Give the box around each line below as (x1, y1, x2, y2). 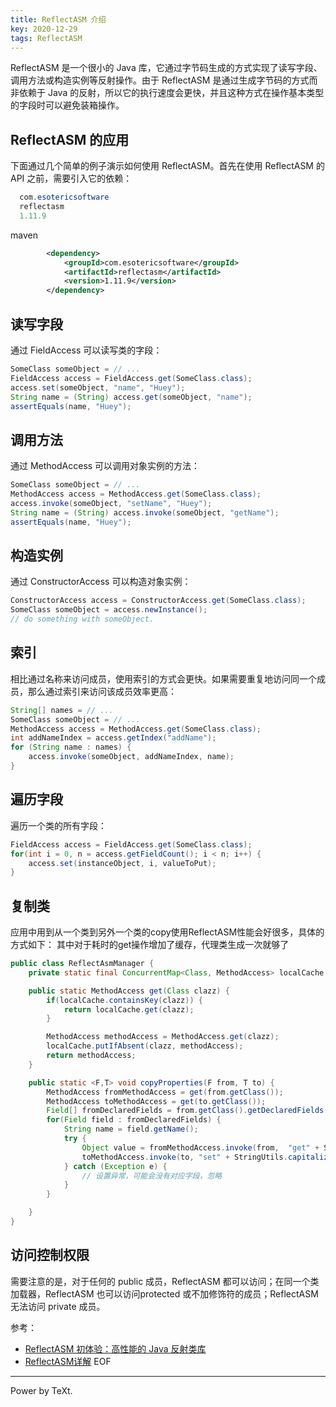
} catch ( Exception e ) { (63, 1161, 168, 1171)
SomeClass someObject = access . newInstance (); (10, 605, 208, 615)
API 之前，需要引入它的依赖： (10, 172, 133, 185)
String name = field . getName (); (63, 1124, 199, 1135)
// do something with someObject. (10, 614, 155, 625)
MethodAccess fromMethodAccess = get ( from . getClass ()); (46, 1087, 284, 1097)
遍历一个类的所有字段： (10, 819, 107, 831)
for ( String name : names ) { (10, 742, 132, 753)
